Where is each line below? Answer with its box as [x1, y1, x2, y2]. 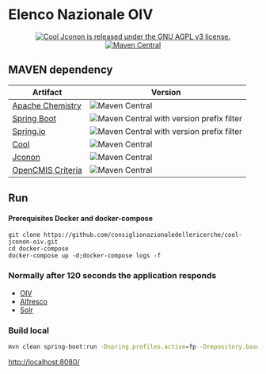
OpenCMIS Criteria [12, 164, 82, 175]
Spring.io [12, 125, 46, 136]
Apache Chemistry [12, 100, 82, 111]
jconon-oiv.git [8, 238, 59, 246]
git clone [8, 231, 41, 239]
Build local [8, 325, 50, 336]
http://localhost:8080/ [8, 357, 81, 366]
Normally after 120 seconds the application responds [8, 270, 217, 281]
